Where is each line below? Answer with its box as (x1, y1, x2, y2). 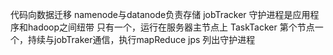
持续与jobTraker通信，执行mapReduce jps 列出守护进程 (27, 34, 256, 45)
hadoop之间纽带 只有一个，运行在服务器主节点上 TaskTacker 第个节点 (27, 21, 315, 33)
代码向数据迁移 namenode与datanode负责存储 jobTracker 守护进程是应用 (10, 9, 311, 20)
